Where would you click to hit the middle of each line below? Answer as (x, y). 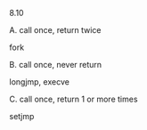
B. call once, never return (56, 65)
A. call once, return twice (55, 30)
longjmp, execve (39, 82)
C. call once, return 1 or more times (73, 99)
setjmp (22, 116)
